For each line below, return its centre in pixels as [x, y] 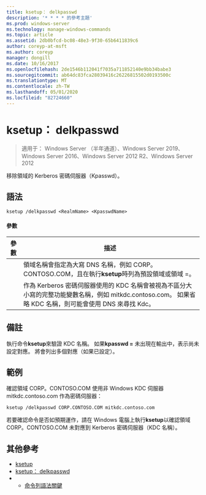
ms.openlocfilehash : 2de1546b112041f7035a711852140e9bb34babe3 [89, 69]
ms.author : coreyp [30, 52]
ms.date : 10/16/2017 [33, 63]
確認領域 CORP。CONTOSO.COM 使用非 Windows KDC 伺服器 [85, 389]
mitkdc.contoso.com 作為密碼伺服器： [55, 396]
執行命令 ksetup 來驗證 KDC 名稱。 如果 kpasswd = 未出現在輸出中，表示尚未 [103, 343]
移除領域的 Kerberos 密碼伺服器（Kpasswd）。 [65, 175]
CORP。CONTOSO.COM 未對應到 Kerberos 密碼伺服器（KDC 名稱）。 [93, 427]
